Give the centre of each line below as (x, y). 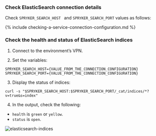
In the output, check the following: (47, 104)
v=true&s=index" (21, 96)
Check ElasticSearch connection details (53, 7)
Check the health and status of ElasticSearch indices (69, 40)
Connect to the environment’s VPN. (47, 51)
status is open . (27, 119)
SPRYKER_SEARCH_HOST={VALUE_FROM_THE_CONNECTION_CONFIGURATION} (72, 69)
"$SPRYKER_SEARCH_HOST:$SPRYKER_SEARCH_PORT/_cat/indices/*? (86, 91)
